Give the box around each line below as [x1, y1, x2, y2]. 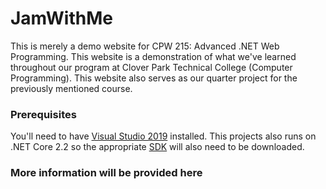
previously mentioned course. [10, 82, 133, 94]
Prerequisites [10, 107, 77, 121]
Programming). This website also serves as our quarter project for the [10, 72, 298, 84]
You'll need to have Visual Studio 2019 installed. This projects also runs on [10, 130, 317, 142]
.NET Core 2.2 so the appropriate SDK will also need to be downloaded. [10, 141, 305, 153]
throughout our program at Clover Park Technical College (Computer [10, 61, 293, 73]
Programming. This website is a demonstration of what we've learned [10, 50, 297, 62]
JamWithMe [10, 7, 113, 30]
